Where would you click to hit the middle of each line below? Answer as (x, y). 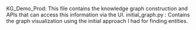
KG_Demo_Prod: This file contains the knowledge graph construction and (97, 9)
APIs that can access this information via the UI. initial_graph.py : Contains (98, 15)
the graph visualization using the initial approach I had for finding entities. (97, 21)
